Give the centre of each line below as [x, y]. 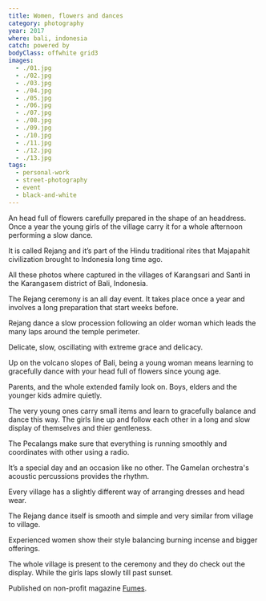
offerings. [24, 548]
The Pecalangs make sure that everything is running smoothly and [118, 444]
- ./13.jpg [34, 157]
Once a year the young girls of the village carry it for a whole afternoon [125, 227]
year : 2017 [26, 31]
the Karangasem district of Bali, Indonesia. [78, 283]
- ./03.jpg [34, 83]
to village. [24, 524]
